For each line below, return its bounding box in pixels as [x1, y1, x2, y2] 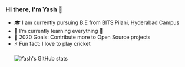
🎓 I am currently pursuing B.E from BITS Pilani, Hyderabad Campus [14, 19, 180, 26]
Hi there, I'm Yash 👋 [5, 5, 63, 14]
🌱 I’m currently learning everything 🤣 [14, 28, 104, 35]
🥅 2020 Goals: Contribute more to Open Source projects [14, 33, 151, 41]
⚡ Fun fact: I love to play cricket [14, 41, 91, 48]
